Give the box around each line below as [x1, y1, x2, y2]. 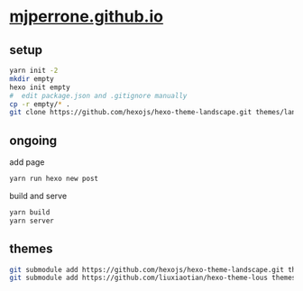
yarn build [9, 207, 50, 217]
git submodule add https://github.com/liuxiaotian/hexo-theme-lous [9, 273, 269, 283]
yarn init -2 [9, 66, 59, 75]
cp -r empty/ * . [9, 99, 70, 109]
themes [9, 241, 53, 257]
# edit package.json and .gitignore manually [9, 91, 188, 100]
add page [9, 157, 45, 168]
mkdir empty [9, 74, 54, 83]
